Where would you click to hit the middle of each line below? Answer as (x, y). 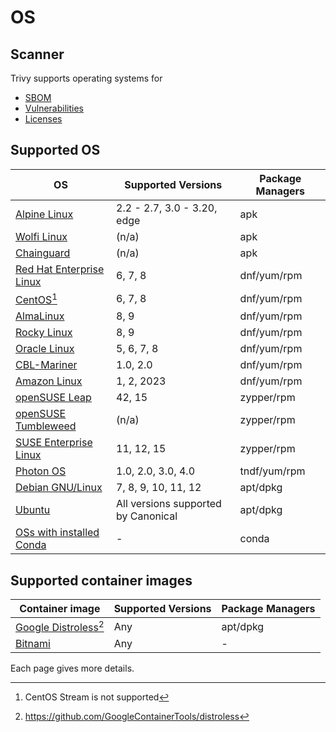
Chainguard (43, 253)
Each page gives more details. (72, 668)
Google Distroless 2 (60, 626)
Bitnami (33, 644)
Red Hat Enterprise (60, 269)
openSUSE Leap (53, 398)
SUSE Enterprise (54, 443)
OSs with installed (57, 533)
